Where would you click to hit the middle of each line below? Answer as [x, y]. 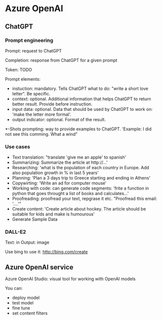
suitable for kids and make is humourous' [53, 214]
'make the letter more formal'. [42, 114]
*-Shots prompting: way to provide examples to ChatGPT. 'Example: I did [78, 129]
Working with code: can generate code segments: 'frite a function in [81, 188]
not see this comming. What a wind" [41, 134]
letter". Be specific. [31, 93]
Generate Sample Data [35, 219]
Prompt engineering [29, 40]
